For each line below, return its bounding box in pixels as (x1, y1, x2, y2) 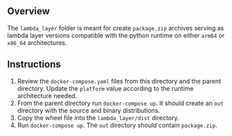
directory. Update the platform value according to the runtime (17, 84, 194, 93)
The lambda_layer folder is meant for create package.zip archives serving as (7, 23, 224, 32)
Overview (7, 6, 51, 17)
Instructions (7, 59, 61, 70)
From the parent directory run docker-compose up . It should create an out (17, 99, 224, 107)
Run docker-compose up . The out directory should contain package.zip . (17, 121, 217, 129)
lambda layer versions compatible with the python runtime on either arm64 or (7, 31, 225, 39)
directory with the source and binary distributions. (17, 106, 161, 115)
